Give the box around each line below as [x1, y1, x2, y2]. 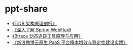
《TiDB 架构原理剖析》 [12, 20, 57, 26]
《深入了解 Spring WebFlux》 [12, 26, 72, 33]
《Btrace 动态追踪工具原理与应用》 [12, 33, 83, 39]
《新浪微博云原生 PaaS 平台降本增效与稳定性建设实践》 [12, 39, 128, 45]
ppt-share [5, 3, 48, 15]
